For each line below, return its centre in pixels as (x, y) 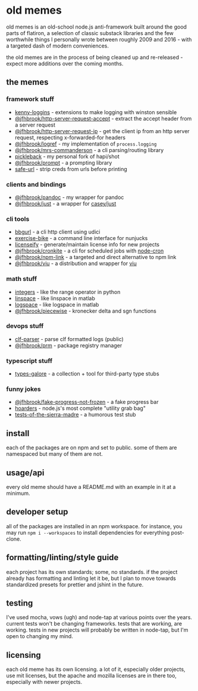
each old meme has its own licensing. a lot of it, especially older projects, (96, 670)
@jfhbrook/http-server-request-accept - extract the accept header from (103, 118)
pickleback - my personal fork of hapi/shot (67, 156)
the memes (27, 82)
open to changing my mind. (40, 636)
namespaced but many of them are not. (54, 454)
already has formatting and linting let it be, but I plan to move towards (91, 578)
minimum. (18, 493)
